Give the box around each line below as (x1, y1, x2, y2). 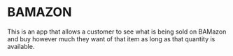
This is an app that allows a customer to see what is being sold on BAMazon (7, 27, 227, 36)
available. (7, 42, 35, 50)
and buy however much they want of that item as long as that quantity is (7, 34, 216, 43)
